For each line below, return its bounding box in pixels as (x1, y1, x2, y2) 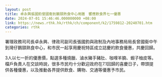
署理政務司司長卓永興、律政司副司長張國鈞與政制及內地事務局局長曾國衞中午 (5, 39, 158, 45)
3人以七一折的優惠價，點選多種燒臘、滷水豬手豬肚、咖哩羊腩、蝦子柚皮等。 (5, 55, 156, 61)
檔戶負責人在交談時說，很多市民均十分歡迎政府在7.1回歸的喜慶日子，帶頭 (5, 61, 149, 67)
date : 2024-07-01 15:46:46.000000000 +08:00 (5, 16, 96, 21)
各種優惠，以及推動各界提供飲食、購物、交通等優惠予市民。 (9, 67, 128, 73)
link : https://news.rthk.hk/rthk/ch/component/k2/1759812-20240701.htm (5, 20, 152, 26)
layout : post (5, 7, 31, 12)
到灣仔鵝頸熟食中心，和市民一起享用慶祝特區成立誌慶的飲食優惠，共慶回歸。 (5, 45, 158, 51)
